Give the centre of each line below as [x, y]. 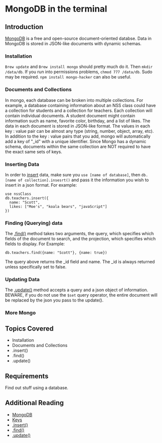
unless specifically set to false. [36, 267]
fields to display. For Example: [35, 244]
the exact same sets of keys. [33, 152]
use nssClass [18, 194]
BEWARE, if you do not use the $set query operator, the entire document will [81, 295]
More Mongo [20, 313]
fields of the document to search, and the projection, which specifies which [81, 239]
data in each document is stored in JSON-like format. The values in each [78, 126]
